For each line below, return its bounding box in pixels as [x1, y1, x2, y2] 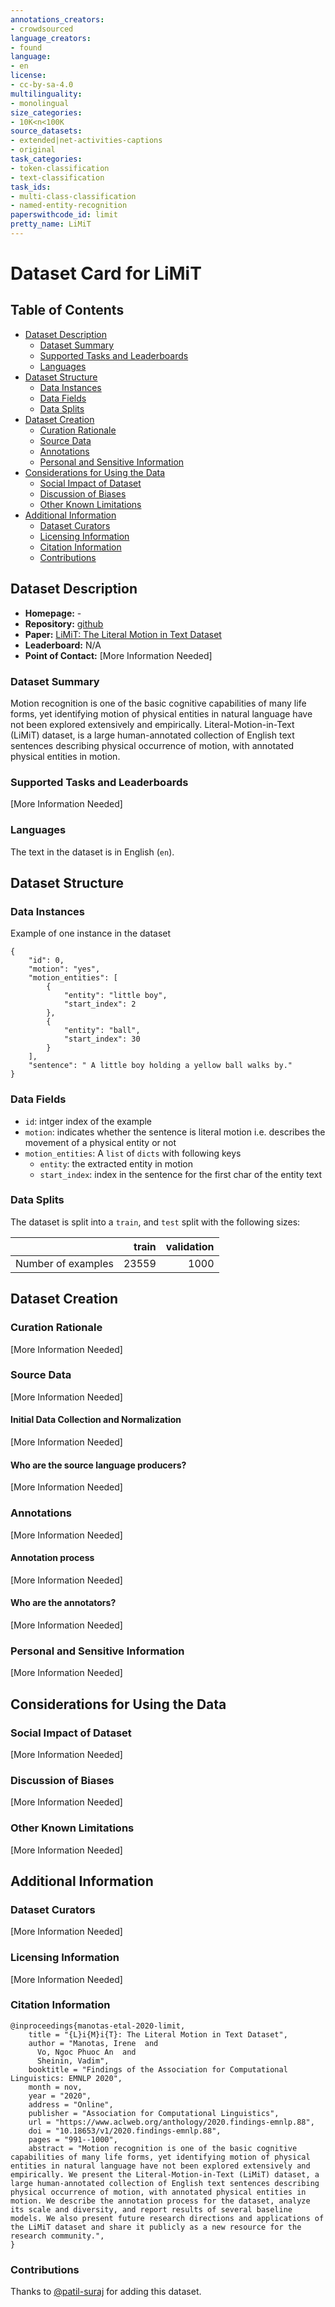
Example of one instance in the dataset [10, 927, 172, 940]
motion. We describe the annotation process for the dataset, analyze [10, 2196, 311, 2206]
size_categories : [10, 107, 83, 118]
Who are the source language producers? [10, 1459, 187, 1471]
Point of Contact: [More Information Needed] [24, 649, 213, 661]
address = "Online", [28, 2099, 114, 2110]
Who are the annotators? [10, 1597, 117, 1609]
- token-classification [10, 163, 110, 173]
